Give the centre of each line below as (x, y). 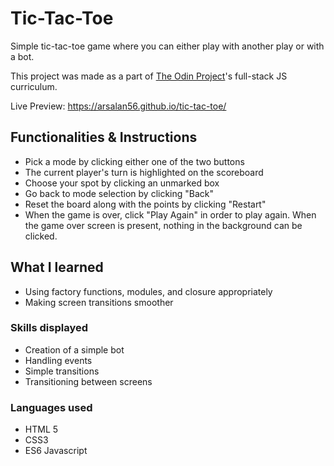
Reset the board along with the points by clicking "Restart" (145, 204)
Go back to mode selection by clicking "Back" (119, 193)
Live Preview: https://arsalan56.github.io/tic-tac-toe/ (118, 106)
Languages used (51, 407)
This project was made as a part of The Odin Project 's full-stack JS (149, 76)
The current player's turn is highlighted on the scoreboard (144, 172)
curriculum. (34, 86)
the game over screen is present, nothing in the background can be (163, 225)
